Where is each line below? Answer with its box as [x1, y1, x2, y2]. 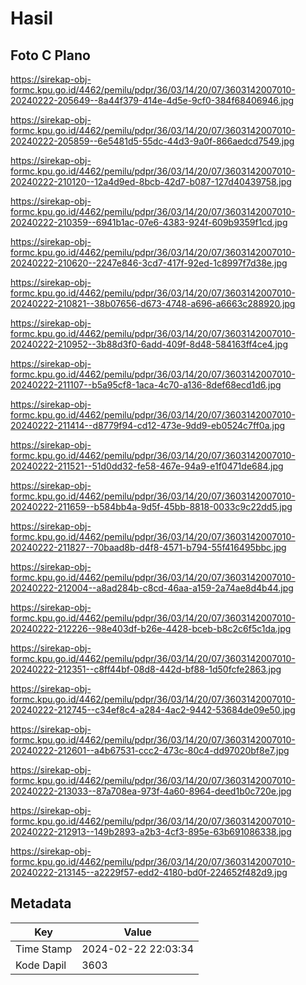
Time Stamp [15, 942, 73, 956]
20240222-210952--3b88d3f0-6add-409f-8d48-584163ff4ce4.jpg [10, 338, 289, 350]
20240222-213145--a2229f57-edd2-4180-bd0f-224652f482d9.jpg [10, 867, 288, 878]
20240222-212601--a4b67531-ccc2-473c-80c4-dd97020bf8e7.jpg [10, 745, 290, 756]
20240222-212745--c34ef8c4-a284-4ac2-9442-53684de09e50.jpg [10, 704, 296, 716]
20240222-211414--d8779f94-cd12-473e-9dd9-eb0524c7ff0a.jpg [10, 420, 286, 431]
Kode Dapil [15, 958, 67, 972]
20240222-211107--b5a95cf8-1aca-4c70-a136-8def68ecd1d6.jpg [10, 379, 282, 391]
